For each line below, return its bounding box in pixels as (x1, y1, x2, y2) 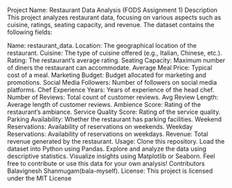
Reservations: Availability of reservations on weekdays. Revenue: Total (7, 130, 208, 138)
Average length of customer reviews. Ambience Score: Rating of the (7, 101, 202, 108)
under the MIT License (7, 174, 72, 182)
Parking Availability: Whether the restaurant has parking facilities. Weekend (7, 115, 222, 123)
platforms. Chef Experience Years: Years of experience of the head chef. (7, 86, 215, 94)
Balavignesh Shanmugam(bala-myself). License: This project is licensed (7, 166, 213, 175)
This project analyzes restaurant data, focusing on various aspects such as (7, 13, 222, 22)
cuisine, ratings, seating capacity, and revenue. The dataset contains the (7, 21, 215, 28)
